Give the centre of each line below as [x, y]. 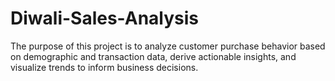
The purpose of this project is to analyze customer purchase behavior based [168, 46]
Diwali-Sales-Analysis [105, 18]
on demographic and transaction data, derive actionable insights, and [153, 56]
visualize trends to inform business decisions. [104, 67]
